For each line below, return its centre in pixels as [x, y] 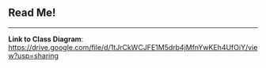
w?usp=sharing [34, 55]
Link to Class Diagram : [46, 39]
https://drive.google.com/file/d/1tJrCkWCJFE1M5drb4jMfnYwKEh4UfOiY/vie [133, 47]
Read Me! [32, 13]
